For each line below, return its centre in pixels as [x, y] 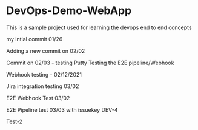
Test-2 [15, 121]
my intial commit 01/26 [35, 39]
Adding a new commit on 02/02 [46, 51]
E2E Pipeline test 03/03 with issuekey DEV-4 [62, 109]
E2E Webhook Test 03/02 [38, 98]
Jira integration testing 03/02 [43, 86]
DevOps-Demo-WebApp [69, 11]
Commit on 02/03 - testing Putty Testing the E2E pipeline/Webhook [90, 63]
